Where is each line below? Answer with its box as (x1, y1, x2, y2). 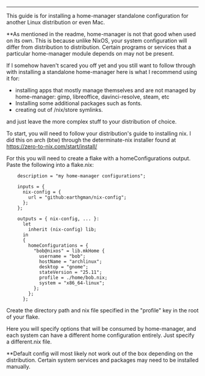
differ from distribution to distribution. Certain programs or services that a (6, 43, 192, 51)
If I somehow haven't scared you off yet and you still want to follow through (6, 62, 196, 69)
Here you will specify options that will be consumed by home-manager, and (6, 325, 196, 332)
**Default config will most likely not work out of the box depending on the (6, 350, 193, 357)
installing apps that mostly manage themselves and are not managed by (15, 87, 196, 94)
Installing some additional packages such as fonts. (15, 100, 142, 107)
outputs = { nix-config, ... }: (17, 216, 99, 222)
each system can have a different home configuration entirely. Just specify (6, 331, 195, 339)
